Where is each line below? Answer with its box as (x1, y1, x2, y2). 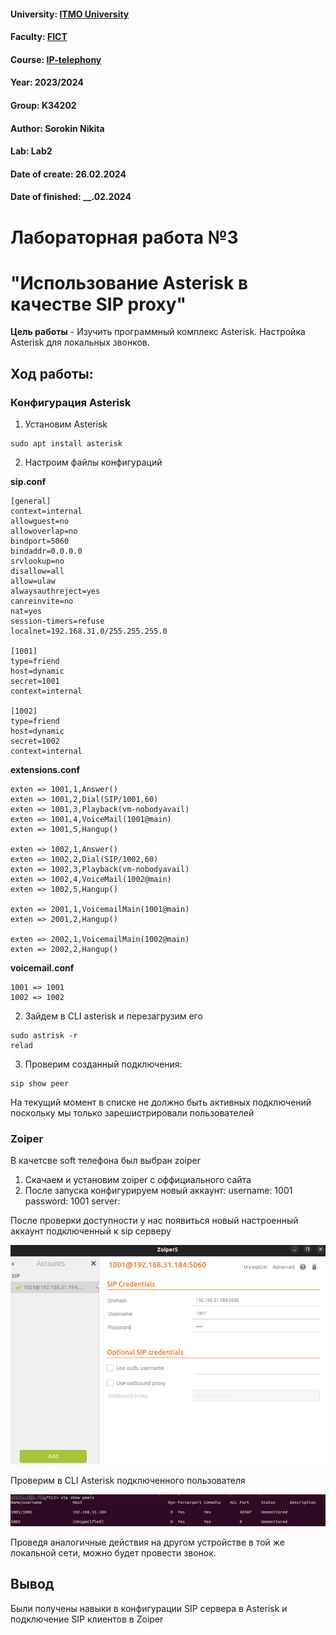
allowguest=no (10, 516, 70, 527)
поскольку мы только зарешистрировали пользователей (10, 1107, 255, 1119)
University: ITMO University (10, 8, 130, 20)
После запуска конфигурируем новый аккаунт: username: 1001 (24, 1185, 293, 1197)
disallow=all (10, 566, 65, 577)
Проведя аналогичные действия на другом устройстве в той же (10, 1536, 285, 1548)
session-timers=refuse (10, 616, 105, 627)
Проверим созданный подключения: (24, 1058, 183, 1070)
